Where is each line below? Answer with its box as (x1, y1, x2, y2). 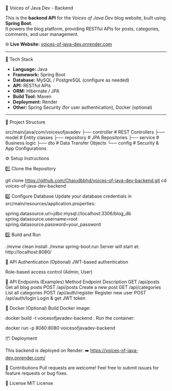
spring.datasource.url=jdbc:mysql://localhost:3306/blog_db (5, 210, 132, 217)
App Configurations (5, 145, 47, 151)
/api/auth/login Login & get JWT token (5, 295, 86, 301)
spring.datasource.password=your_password (5, 221, 101, 227)
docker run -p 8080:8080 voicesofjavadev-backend (5, 325, 115, 331)
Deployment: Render (12, 99, 58, 105)
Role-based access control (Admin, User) (5, 269, 93, 275)
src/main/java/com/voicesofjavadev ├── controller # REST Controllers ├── (5, 129, 165, 135)
